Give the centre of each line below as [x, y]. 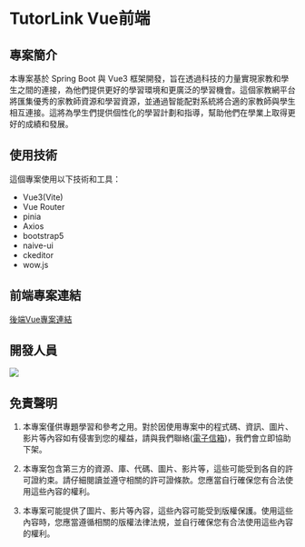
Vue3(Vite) [43, 197]
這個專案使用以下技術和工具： [65, 179]
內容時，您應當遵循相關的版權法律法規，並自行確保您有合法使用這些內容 [157, 522]
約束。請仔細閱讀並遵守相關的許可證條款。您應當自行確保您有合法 [162, 480]
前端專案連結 [45, 296]
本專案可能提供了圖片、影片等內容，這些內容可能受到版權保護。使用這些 [157, 511]
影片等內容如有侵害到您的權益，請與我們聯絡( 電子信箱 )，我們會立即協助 [157, 438]
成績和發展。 [49, 124]
